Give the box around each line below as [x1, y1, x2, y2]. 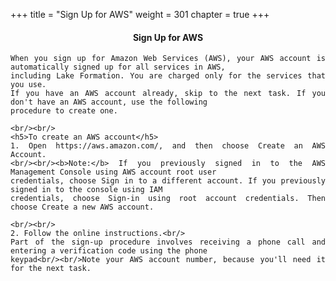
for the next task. [10, 264, 92, 274]
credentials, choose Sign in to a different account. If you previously [10, 176, 326, 186]
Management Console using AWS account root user [10, 167, 217, 178]
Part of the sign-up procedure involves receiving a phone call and [10, 237, 326, 248]
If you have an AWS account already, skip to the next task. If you [10, 89, 326, 99]
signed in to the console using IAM [10, 185, 163, 195]
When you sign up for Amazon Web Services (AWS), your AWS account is [10, 54, 326, 64]
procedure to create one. [10, 106, 118, 116]
